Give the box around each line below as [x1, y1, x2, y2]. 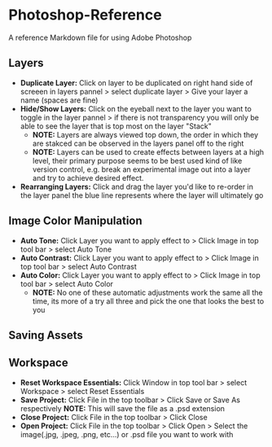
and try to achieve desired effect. [32, 173, 144, 182]
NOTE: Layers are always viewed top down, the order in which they [32, 129, 259, 139]
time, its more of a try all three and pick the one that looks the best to [32, 296, 265, 306]
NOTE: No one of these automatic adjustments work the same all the [32, 287, 263, 297]
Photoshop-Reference [8, 6, 162, 24]
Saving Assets [8, 328, 83, 342]
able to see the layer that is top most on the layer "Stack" [20, 121, 212, 131]
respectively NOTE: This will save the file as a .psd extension [20, 403, 226, 413]
